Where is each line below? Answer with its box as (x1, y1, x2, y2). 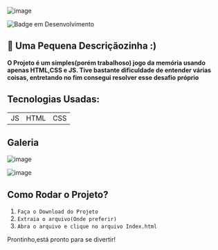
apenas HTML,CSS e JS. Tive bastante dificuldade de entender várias (7, 66, 212, 74)
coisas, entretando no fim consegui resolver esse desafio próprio (7, 73, 199, 81)
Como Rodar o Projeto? (7, 188, 109, 201)
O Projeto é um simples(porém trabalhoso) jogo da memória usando (7, 58, 206, 67)
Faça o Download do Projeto (17, 208, 98, 215)
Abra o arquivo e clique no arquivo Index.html (17, 223, 157, 231)
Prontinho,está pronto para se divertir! (7, 235, 116, 244)
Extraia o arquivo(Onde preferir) (17, 216, 117, 223)
